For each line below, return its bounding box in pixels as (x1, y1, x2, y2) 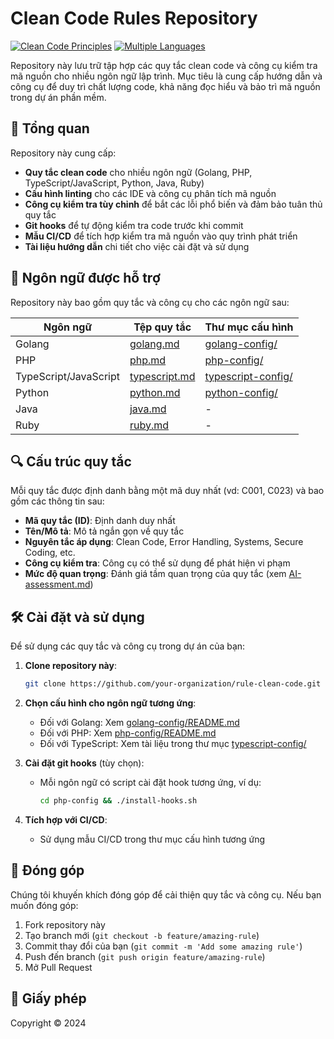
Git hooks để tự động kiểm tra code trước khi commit (24, 219, 244, 231)
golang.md (129, 337, 180, 351)
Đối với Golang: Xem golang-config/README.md (39, 717, 240, 729)
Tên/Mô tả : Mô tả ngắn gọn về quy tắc (24, 525, 185, 537)
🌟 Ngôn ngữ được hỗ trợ (10, 270, 161, 287)
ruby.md (129, 418, 170, 432)
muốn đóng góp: (10, 899, 79, 911)
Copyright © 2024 (10, 1017, 87, 1029)
